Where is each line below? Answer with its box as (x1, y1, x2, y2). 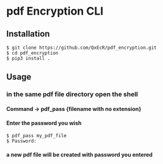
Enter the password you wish (6, 119, 82, 126)
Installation (6, 29, 50, 39)
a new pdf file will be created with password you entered (6, 151, 153, 158)
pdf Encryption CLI (6, 4, 104, 18)
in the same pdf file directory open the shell (6, 90, 139, 99)
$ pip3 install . (6, 55, 51, 62)
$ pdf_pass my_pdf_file (6, 133, 67, 139)
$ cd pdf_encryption (6, 50, 59, 56)
